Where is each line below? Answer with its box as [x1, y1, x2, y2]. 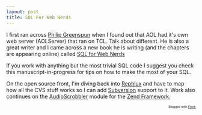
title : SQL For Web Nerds [6, 14, 71, 20]
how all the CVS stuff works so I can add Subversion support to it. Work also [6, 86, 195, 93]
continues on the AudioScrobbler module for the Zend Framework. [6, 93, 171, 100]
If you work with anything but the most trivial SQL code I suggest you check [6, 61, 194, 69]
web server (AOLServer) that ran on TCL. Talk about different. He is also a [6, 37, 189, 45]
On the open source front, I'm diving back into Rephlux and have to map [6, 79, 185, 87]
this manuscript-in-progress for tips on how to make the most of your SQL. [6, 68, 191, 75]
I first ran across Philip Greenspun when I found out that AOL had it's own [6, 31, 188, 38]
